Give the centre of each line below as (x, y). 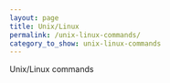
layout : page (34, 18)
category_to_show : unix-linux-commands (85, 43)
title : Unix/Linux (44, 26)
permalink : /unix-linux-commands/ (75, 35)
